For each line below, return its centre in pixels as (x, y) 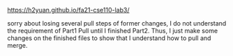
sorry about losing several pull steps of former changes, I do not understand (117, 23)
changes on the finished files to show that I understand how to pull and (109, 38)
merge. (17, 45)
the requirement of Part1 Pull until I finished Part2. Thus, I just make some (113, 31)
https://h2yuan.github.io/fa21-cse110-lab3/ (68, 10)
